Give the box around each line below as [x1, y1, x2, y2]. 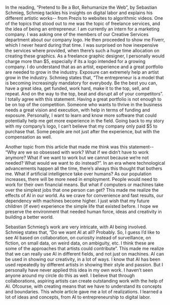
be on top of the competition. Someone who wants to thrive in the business [5, 102, 162, 107]
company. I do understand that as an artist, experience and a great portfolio [5, 64, 163, 70]
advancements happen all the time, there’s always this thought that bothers [5, 165, 162, 171]
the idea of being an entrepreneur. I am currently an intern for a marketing [5, 26, 160, 32]
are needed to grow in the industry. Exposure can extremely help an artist [5, 69, 159, 75]
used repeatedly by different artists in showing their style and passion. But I [5, 262, 163, 267]
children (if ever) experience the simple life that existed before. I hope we [5, 203, 158, 209]
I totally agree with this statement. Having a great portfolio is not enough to [5, 96, 162, 102]
